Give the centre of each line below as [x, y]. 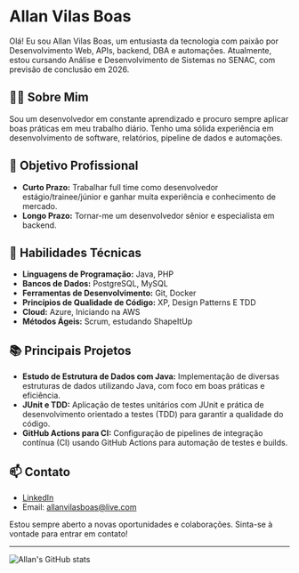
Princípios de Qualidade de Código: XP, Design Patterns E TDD [139, 303]
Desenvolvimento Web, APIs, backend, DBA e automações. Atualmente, [141, 50]
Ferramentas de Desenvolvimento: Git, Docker [109, 293]
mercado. [40, 206]
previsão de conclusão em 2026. [69, 69]
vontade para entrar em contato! [69, 534]
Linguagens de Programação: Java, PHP [98, 274]
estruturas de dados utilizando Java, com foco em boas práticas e [143, 386]
